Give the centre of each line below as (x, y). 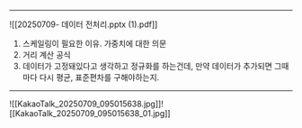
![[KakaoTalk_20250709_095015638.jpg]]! (86, 104)
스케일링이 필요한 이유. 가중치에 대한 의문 (94, 43)
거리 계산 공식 (46, 55)
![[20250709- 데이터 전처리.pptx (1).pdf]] (84, 24)
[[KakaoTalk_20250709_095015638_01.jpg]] (90, 113)
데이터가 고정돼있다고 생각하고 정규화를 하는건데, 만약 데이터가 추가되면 (147, 66)
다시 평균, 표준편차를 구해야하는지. (99, 77)
